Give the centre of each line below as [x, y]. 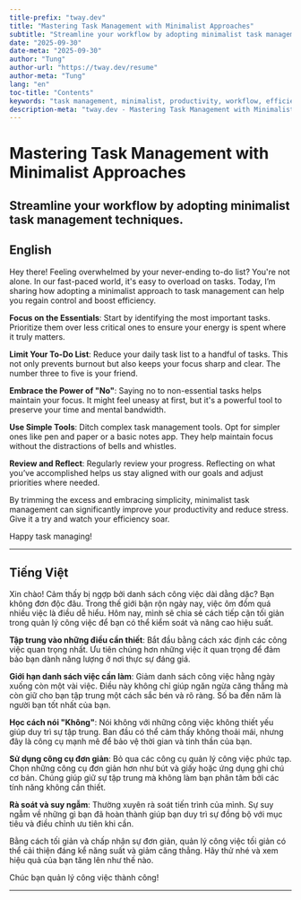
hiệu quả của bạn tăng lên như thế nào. [82, 861]
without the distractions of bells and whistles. [93, 446]
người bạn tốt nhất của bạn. [60, 705]
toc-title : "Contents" [52, 92]
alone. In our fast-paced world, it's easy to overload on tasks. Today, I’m [142, 281]
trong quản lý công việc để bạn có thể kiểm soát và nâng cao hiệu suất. [142, 623]
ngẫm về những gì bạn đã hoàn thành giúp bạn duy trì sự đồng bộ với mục [146, 814]
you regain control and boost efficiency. [83, 300]
